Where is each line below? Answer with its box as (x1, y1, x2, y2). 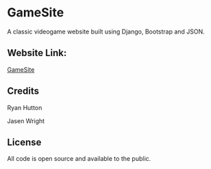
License (7, 136, 42, 148)
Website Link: (7, 47, 67, 59)
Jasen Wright (7, 116, 45, 125)
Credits (7, 86, 40, 97)
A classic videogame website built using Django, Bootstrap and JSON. (7, 27, 206, 36)
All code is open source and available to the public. (7, 155, 151, 163)
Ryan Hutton (7, 103, 42, 112)
